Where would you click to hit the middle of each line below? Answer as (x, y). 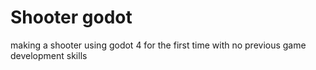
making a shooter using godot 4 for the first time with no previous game (158, 45)
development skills (49, 55)
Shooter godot (71, 17)
